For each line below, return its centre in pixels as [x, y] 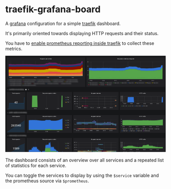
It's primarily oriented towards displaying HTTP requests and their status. [82, 33]
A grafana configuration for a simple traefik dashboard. [63, 23]
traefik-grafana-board [53, 9]
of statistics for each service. [36, 165]
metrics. [14, 48]
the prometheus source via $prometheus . [47, 181]
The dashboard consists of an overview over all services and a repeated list [84, 160]
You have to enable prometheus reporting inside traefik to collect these [80, 43]
